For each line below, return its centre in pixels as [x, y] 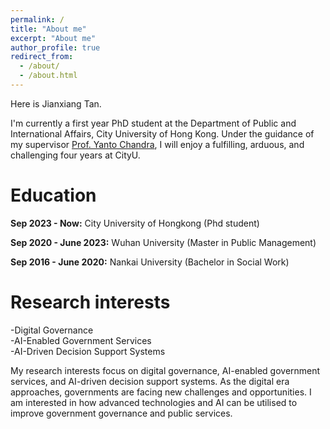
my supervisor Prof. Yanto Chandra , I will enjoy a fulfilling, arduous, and [157, 144]
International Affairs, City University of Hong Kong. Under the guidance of [162, 133]
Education [53, 195]
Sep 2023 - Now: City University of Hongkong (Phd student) [135, 223]
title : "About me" [48, 29]
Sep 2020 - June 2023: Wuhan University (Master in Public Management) [163, 242]
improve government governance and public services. [121, 413]
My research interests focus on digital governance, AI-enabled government [165, 370]
